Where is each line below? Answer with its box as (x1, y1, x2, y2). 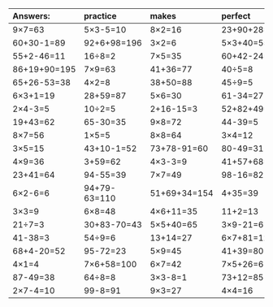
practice (84, 11, 117, 21)
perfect (221, 11, 251, 21)
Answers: (12, 11, 50, 21)
